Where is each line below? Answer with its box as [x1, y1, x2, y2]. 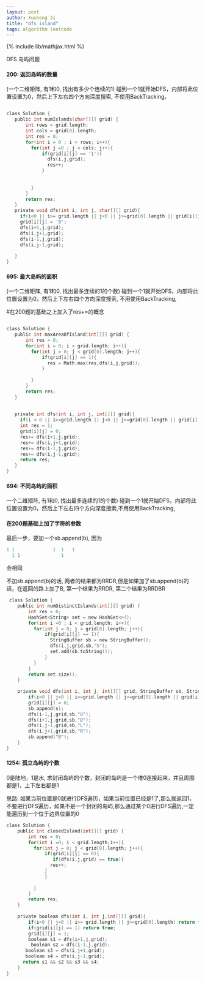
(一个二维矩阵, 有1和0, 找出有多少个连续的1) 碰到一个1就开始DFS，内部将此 [6, 85, 193, 93]
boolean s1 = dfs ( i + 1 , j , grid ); [28, 936, 108, 942]
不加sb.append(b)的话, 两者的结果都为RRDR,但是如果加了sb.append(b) [6, 577, 184, 585]
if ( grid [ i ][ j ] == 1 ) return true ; [28, 924, 116, 931]
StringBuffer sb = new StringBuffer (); [49, 637, 151, 643]
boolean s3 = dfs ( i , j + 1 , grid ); [25, 948, 105, 954]
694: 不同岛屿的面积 [6, 482, 58, 489]
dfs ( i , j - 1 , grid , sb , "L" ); [28, 722, 92, 729]
